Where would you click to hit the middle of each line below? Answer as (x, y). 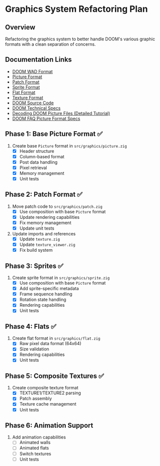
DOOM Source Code (33, 103)
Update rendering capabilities (50, 217)
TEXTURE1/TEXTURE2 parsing (50, 393)
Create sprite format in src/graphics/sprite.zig (61, 278)
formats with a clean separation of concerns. (51, 44)
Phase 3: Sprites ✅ (34, 266)
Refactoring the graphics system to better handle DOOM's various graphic (80, 39)
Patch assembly (36, 399)
